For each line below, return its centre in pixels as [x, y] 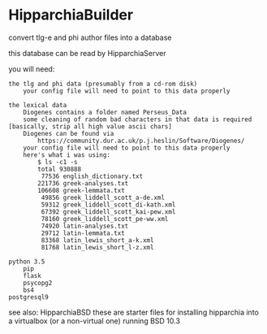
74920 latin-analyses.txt [85, 226]
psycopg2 [38, 283]
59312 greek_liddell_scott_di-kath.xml [108, 205]
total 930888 [60, 169]
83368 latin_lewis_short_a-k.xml [97, 240]
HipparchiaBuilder [71, 15]
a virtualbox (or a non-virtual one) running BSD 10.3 [95, 321]
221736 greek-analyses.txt [83, 183]
